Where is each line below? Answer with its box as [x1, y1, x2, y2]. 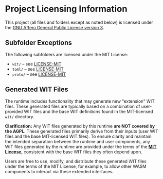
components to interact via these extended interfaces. [5, 168, 114, 174]
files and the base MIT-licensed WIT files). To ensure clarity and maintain [5, 133, 152, 139]
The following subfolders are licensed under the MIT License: [5, 51, 128, 57]
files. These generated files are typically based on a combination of [5, 103, 140, 109]
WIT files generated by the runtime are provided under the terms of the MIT [5, 144, 157, 149]
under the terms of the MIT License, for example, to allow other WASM [5, 163, 147, 169]
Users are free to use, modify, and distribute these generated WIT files [5, 158, 147, 164]
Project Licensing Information [5, 3, 127, 15]
